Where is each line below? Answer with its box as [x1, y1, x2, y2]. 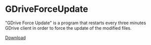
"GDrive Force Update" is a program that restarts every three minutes [5, 20, 147, 26]
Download [5, 35, 26, 41]
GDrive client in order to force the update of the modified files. [5, 25, 132, 31]
